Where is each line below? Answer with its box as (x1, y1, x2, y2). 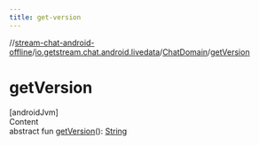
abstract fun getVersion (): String (9, 126, 128, 136)
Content (9, 116, 39, 126)
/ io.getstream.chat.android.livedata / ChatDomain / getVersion (32, 46, 250, 57)
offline (9, 46, 33, 57)
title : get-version (9, 12, 82, 22)
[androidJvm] (9, 107, 59, 118)
